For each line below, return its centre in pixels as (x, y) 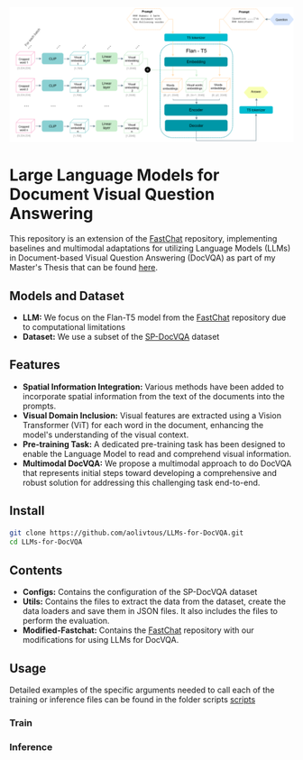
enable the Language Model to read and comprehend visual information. (156, 453)
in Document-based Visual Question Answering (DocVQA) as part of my (142, 258)
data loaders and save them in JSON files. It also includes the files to (150, 611)
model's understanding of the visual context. (106, 435)
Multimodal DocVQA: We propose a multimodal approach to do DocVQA (157, 463)
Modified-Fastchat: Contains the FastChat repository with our (138, 630)
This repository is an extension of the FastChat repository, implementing (143, 239)
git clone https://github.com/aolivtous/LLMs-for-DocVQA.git (127, 533)
